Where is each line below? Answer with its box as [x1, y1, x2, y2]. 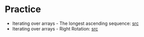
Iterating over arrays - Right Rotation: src [12, 25, 98, 31]
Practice [5, 4, 41, 15]
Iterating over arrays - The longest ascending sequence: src [12, 20, 139, 26]
